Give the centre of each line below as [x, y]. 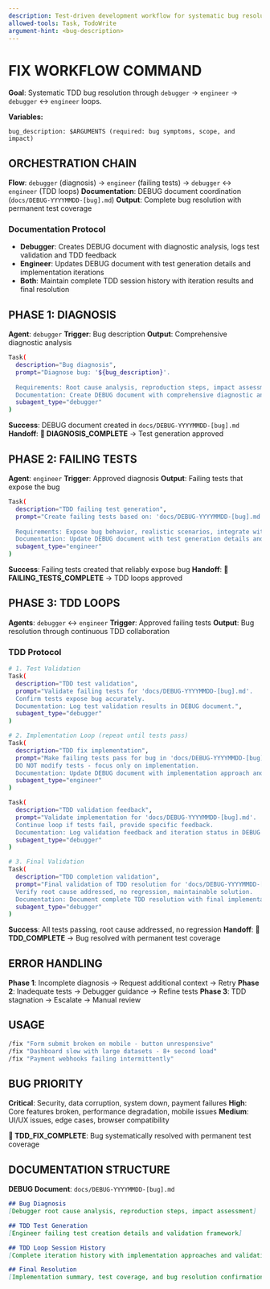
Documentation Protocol [57, 229]
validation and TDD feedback [68, 255]
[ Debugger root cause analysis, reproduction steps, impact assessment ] [133, 1212]
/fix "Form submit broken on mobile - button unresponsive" [111, 1044]
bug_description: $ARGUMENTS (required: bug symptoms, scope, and [122, 132]
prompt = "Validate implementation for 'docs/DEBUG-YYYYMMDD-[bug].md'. [136, 817]
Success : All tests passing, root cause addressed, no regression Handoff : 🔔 [134, 929]
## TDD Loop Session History [57, 1248]
